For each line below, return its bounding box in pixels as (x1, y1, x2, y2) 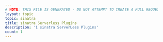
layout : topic (5, 12, 34, 16)
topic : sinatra (5, 16, 36, 21)
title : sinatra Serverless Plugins (5, 20, 77, 26)
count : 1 (5, 29, 23, 34)
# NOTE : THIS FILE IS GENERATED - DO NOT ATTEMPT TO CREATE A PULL (5, 7, 145, 12)
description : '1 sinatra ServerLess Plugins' (5, 25, 98, 30)
